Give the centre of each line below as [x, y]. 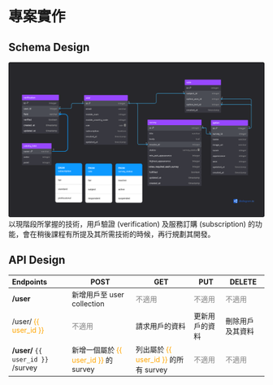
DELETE [243, 282]
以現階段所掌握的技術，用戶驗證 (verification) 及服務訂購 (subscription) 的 [132, 223]
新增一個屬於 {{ [97, 350]
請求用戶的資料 [160, 327]
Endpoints [29, 282]
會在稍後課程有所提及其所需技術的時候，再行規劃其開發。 [119, 234]
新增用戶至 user [98, 295]
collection [88, 304]
